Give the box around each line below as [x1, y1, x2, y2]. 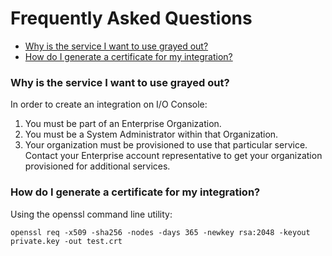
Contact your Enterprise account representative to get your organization [24, 150, 323, 162]
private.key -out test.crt [10, 236, 123, 246]
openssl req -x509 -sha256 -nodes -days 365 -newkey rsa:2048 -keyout [10, 227, 311, 237]
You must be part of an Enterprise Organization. [24, 118, 222, 130]
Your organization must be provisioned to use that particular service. [24, 139, 308, 151]
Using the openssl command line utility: [10, 208, 173, 220]
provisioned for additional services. [24, 160, 171, 172]
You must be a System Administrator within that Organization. [24, 128, 279, 141]
